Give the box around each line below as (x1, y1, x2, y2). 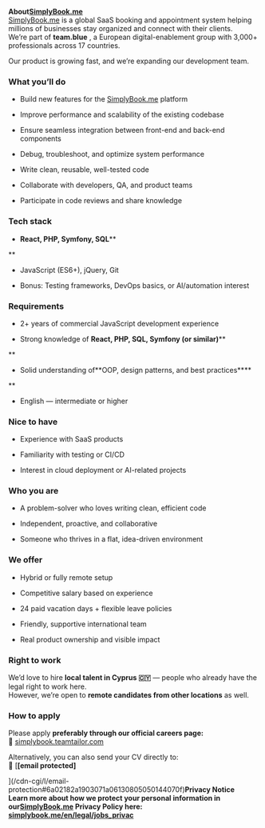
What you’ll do (8, 76, 66, 87)
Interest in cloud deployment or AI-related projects (19, 466, 187, 475)
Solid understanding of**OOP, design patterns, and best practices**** (19, 365, 251, 374)
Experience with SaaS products (19, 434, 124, 444)
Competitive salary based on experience (19, 588, 153, 598)
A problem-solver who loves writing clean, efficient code (19, 503, 207, 513)
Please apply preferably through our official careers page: (8, 728, 204, 738)
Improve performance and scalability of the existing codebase (19, 110, 225, 119)
